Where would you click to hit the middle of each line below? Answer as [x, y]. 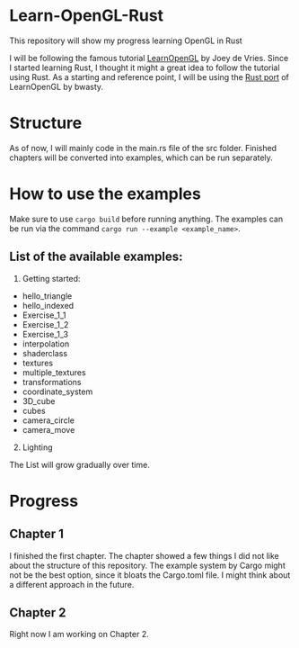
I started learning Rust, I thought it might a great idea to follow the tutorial [145, 67]
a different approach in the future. [72, 584]
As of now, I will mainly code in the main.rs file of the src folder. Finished [143, 148]
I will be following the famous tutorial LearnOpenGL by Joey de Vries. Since [149, 58]
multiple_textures [54, 372]
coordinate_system [57, 391]
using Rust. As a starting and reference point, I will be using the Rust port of [149, 76]
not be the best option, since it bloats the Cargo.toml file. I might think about [150, 575]
